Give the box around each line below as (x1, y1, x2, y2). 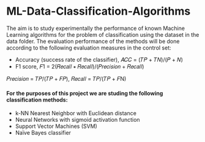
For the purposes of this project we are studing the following (6, 89, 163, 97)
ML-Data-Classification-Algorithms (6, 4, 191, 18)
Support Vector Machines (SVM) (15, 122, 98, 130)
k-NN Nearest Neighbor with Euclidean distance (15, 110, 136, 117)
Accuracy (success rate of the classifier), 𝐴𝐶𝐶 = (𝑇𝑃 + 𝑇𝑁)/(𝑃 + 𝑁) (15, 56, 184, 63)
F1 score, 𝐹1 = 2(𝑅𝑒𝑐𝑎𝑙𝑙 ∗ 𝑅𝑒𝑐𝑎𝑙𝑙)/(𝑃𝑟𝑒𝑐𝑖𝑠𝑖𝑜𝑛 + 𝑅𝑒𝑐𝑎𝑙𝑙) (15, 62, 144, 70)
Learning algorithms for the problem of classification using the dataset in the (6, 31, 199, 38)
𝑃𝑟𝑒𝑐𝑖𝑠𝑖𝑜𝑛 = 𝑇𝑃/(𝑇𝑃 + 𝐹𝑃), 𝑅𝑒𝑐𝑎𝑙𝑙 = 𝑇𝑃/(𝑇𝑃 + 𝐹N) (6, 75, 127, 82)
